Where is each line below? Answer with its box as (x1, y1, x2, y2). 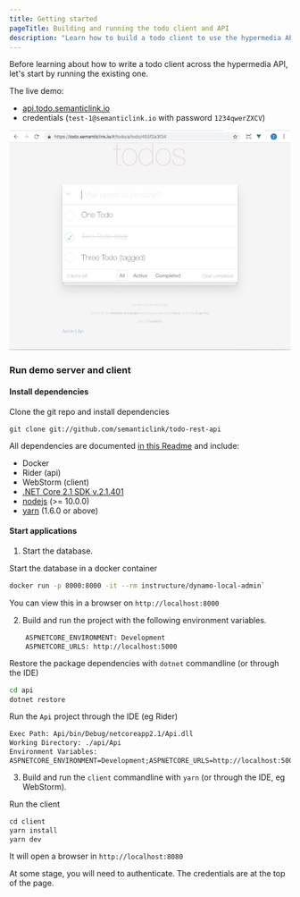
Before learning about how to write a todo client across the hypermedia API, (9, 59, 288, 70)
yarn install (9, 826, 58, 835)
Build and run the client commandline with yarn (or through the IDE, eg (21, 772, 286, 783)
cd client (9, 817, 46, 826)
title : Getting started (9, 14, 98, 23)
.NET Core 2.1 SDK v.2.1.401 (21, 486, 124, 496)
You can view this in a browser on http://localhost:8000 (9, 597, 220, 608)
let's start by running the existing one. (9, 68, 149, 80)
